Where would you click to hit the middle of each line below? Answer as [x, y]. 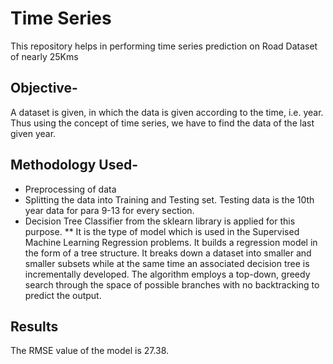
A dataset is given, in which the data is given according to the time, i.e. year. [167, 112]
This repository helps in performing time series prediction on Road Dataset [164, 46]
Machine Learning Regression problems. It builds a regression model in [171, 242]
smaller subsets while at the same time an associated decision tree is [167, 263]
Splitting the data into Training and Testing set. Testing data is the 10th [169, 199]
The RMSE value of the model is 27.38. [90, 351]
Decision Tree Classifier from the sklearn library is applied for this [160, 221]
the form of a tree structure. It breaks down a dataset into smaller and [168, 253]
